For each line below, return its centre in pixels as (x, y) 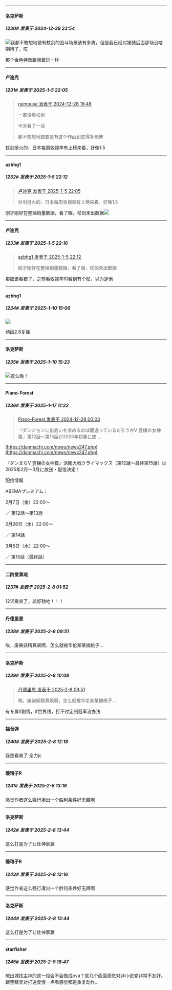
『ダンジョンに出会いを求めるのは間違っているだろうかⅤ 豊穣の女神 (89, 430)
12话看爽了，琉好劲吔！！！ (35, 601)
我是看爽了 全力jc (24, 755)
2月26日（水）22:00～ (29, 524)
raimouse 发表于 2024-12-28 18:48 (55, 104)
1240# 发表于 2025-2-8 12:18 (37, 742)
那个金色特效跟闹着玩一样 (32, 60)
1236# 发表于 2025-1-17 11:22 (37, 405)
